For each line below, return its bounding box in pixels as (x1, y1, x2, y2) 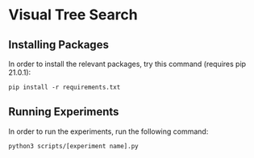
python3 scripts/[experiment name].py (8, 142, 139, 150)
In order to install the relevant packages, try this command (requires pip (8, 59, 247, 69)
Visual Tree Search (8, 6, 139, 24)
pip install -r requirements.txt (8, 83, 121, 91)
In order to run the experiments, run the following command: (8, 127, 209, 136)
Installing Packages (8, 38, 109, 52)
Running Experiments (8, 105, 119, 118)
